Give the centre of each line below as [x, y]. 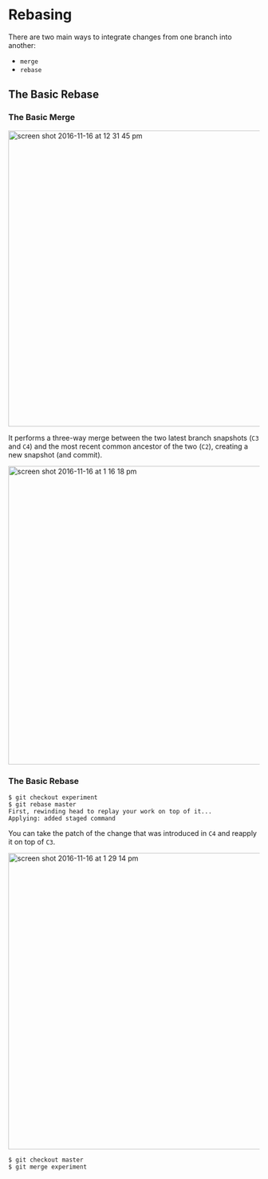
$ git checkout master [46, 1160]
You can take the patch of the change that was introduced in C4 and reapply [133, 833]
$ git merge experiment [48, 1167]
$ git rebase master [43, 804]
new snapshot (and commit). [55, 454]
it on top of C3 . [32, 841]
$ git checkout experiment [53, 797]
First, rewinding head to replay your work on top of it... [110, 811]
